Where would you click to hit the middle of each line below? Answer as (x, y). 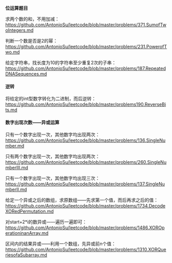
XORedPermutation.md (30, 211)
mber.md (15, 146)
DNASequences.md (26, 74)
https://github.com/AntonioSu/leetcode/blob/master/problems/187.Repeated (85, 68)
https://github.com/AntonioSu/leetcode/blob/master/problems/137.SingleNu (85, 184)
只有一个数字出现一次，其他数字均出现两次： (53, 135)
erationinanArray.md (27, 233)
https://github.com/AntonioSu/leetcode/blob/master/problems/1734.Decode (85, 206)
